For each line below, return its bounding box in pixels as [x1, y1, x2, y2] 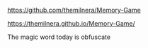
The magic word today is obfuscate [7, 33, 111, 41]
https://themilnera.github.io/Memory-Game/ [7, 19, 136, 27]
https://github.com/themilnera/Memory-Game [7, 6, 142, 14]
